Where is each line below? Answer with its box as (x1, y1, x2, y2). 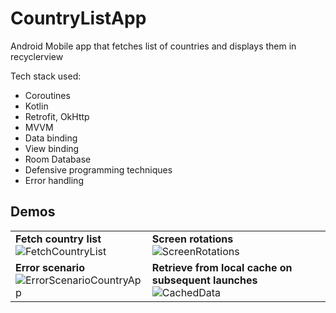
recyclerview (10, 50, 64, 62)
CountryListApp (10, 7, 147, 30)
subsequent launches (151, 273, 258, 287)
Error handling (24, 174, 84, 186)
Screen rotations (151, 232, 234, 246)
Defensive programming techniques (24, 163, 173, 176)
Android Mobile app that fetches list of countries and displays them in (10, 40, 297, 52)
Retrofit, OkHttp (24, 110, 90, 122)
